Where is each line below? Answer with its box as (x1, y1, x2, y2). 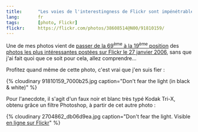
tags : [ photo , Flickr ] (6, 19, 78, 25)
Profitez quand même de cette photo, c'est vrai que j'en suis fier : (6, 66, 165, 73)
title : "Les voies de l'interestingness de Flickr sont (6, 8, 160, 15)
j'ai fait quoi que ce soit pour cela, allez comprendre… (6, 54, 137, 62)
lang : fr (6, 14, 44, 20)
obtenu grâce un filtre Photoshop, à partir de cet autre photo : (6, 101, 156, 108)
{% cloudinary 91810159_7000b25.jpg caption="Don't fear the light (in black (6, 77, 190, 84)
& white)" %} (6, 84, 37, 91)
